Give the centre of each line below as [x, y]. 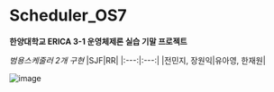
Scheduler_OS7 [68, 16]
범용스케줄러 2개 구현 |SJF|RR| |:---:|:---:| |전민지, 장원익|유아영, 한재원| [137, 60]
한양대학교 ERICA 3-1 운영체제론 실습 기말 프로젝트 [98, 41]
